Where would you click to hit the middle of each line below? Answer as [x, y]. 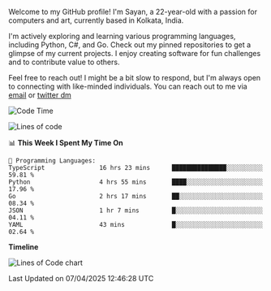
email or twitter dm [40, 95]
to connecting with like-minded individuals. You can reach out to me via [128, 86]
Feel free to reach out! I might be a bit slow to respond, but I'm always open [135, 78]
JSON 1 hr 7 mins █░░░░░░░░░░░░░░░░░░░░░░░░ [136, 211]
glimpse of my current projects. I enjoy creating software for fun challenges [135, 53]
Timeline [24, 247]
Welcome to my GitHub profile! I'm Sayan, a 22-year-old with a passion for [133, 12]
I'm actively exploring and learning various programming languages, [122, 36]
